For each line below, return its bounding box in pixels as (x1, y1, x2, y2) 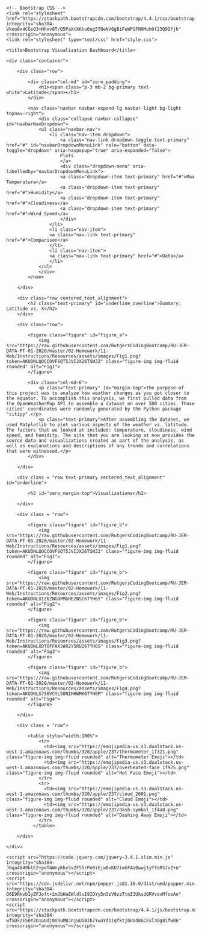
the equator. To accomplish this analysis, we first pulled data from (6, 395, 187, 401)
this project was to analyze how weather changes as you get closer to (6, 390, 189, 396)
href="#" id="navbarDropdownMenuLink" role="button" (6, 142, 141, 148)
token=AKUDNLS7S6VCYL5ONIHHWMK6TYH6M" (6, 691, 103, 697)
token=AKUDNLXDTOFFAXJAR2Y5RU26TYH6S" (6, 643, 103, 649)
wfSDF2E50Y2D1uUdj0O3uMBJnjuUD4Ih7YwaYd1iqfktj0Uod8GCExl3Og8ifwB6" (6, 918, 182, 924)
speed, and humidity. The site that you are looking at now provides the (6, 432, 195, 438)
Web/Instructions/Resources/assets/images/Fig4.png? (6, 685, 141, 691)
